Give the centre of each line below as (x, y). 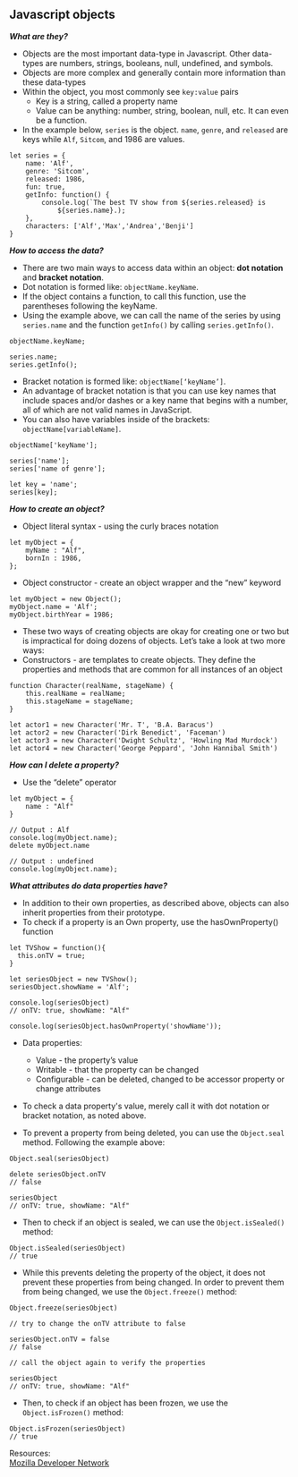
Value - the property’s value (87, 1060)
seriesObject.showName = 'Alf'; (69, 987)
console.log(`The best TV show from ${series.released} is (154, 202)
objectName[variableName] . (72, 429)
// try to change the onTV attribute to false (98, 1323)
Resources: (30, 1453)
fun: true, (46, 187)
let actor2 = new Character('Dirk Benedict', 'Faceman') (118, 733)
